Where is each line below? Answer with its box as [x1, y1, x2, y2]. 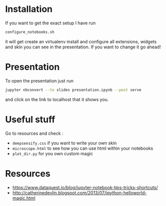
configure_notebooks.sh [5, 29, 55, 34]
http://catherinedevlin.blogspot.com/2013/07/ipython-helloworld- [12, 190, 147, 196]
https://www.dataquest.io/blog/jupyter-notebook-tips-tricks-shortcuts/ [12, 184, 158, 190]
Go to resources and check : [5, 130, 64, 136]
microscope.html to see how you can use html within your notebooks [12, 145, 154, 151]
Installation [5, 3, 53, 15]
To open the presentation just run [5, 78, 74, 84]
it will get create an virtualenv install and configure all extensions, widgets [5, 38, 157, 44]
